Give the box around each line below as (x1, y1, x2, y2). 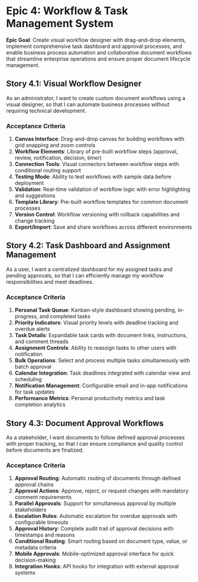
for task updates (14, 388, 55, 395)
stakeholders (14, 506, 47, 513)
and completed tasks (39, 313, 90, 320)
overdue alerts (14, 325, 50, 332)
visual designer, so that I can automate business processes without (6, 101, 170, 108)
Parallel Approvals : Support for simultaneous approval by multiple (14, 500, 176, 507)
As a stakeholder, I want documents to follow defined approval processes (6, 434, 185, 441)
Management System (6, 17, 114, 30)
